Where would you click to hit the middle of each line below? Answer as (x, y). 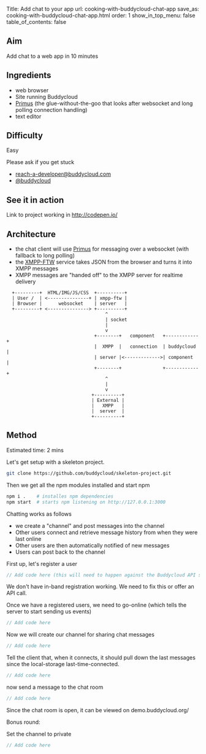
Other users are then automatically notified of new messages (92, 545)
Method (22, 435)
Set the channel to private (39, 734)
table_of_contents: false (36, 22)
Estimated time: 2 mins (35, 450)
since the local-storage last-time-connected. (63, 664)
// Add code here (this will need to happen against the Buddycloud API (101, 575)
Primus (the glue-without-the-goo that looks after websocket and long (104, 103)
